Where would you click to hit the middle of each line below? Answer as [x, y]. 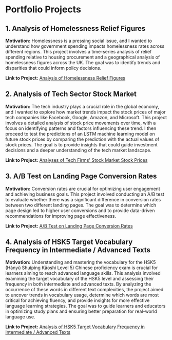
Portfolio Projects [43, 10]
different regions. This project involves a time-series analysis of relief [79, 52]
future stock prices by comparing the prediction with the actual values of [82, 139]
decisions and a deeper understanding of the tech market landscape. [78, 150]
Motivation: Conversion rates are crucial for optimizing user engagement [83, 188]
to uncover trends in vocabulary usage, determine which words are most [82, 295]
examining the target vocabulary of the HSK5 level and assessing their [80, 279]
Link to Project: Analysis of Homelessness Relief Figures [65, 78]
